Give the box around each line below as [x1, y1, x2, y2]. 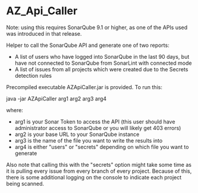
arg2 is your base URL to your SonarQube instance [14, 131, 140, 138]
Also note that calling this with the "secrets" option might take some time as [6, 161, 192, 168]
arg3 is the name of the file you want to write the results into [14, 137, 163, 144]
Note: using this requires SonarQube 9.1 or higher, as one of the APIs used [6, 24, 188, 31]
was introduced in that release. [6, 30, 82, 37]
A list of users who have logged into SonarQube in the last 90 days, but [14, 53, 190, 60]
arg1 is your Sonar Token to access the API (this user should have [14, 118, 175, 125]
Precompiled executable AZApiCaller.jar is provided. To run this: [6, 83, 162, 90]
